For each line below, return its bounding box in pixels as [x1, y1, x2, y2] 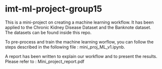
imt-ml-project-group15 [5, 3, 103, 14]
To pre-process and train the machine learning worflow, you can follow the [5, 39, 154, 44]
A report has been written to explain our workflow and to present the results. [5, 53, 158, 59]
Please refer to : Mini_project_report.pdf [5, 58, 85, 64]
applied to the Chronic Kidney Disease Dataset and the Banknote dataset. [5, 24, 151, 30]
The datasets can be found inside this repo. [5, 29, 92, 35]
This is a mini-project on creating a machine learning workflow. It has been [5, 19, 154, 25]
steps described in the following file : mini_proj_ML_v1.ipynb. [5, 44, 125, 50]
